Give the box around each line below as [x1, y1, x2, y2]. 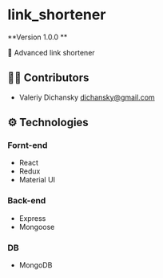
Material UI [18, 175, 56, 185]
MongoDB [18, 260, 53, 270]
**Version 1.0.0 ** [7, 32, 68, 42]
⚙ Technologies [7, 116, 89, 129]
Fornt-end [7, 140, 48, 151]
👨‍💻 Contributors [7, 71, 89, 85]
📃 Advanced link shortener [7, 47, 95, 57]
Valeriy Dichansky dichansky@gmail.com [18, 92, 155, 102]
